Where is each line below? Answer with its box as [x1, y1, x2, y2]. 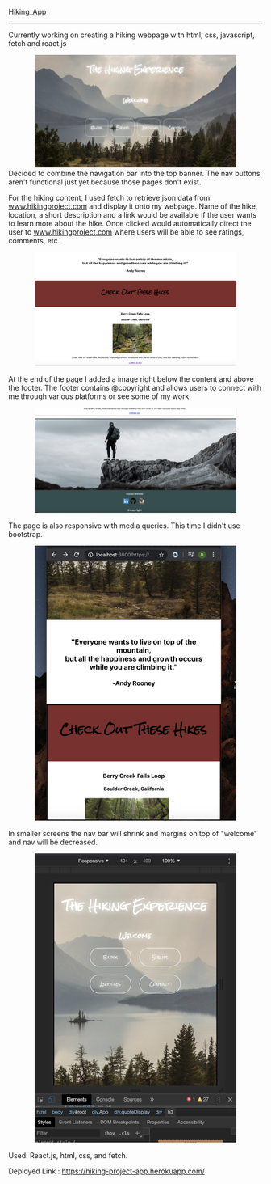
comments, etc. [8, 235, 60, 245]
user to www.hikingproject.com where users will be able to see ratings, [8, 226, 244, 237]
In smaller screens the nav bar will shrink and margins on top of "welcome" [8, 828, 258, 838]
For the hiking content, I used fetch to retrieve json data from [8, 192, 211, 202]
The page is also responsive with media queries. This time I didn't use [8, 521, 240, 531]
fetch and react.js [8, 39, 67, 48]
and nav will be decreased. [8, 837, 98, 847]
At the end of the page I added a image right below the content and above [8, 374, 254, 383]
